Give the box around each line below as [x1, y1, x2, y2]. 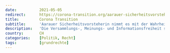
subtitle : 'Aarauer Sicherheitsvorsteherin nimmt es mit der [5, 21, 148, 27]
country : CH [5, 31, 44, 36]
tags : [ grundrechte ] [5, 40, 69, 45]
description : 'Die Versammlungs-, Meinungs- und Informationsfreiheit [5, 26, 162, 31]
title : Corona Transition [5, 17, 78, 22]
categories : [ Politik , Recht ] [5, 36, 76, 41]
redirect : [5, 12, 26, 17]
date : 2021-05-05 [5, 7, 62, 13]
